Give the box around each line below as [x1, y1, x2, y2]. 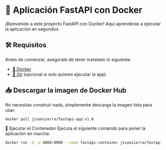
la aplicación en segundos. [5, 26, 60, 32]
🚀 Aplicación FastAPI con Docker [5, 4, 143, 16]
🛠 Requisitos [5, 41, 47, 49]
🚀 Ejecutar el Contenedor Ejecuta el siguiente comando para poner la [5, 125, 146, 131]
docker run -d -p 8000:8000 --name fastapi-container [5, 140, 119, 145]
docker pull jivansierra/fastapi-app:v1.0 [5, 116, 94, 121]
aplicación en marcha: [5, 131, 50, 137]
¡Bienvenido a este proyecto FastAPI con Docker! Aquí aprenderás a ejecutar [5, 21, 161, 27]
